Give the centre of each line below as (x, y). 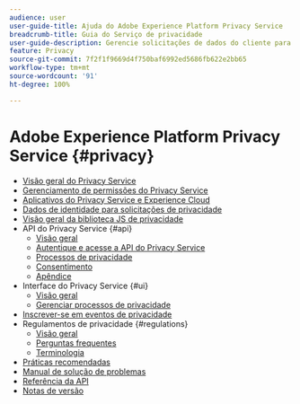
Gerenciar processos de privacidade (103, 304)
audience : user (38, 18)
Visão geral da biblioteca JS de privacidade (103, 219)
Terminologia (60, 352)
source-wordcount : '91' (54, 76)
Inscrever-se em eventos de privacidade (97, 314)
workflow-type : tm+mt (50, 68)
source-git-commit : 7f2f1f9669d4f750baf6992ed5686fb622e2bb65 (128, 59)
